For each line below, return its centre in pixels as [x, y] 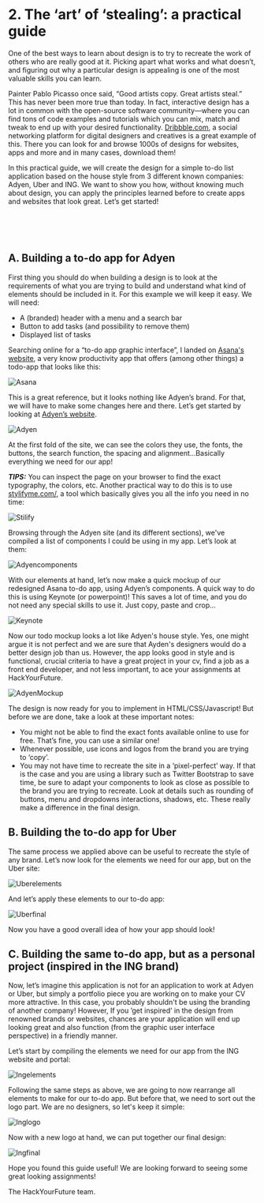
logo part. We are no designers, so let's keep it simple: [97, 1107]
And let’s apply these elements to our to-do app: [87, 899]
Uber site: [24, 868]
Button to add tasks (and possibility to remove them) [105, 326]
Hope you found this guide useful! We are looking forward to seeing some [128, 1168]
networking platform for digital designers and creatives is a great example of [132, 135]
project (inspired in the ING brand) [94, 966]
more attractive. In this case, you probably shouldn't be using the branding [129, 1002]
